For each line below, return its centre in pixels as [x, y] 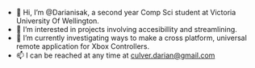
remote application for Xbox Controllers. [83, 46]
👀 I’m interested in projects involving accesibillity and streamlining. [127, 29]
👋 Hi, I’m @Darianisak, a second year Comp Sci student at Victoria [126, 12]
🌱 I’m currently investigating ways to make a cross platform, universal [132, 38]
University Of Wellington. [57, 21]
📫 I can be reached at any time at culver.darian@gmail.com [115, 55]
